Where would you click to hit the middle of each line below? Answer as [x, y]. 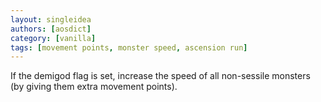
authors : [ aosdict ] [51, 29]
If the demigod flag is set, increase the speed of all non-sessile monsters [160, 76]
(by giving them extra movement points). [94, 87]
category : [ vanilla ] [53, 38]
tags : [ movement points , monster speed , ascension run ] [129, 47]
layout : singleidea [51, 19]
